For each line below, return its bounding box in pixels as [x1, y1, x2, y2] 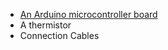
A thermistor [19, 19, 72, 31]
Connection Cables [19, 30, 100, 41]
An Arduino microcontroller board [19, 9, 158, 20]
